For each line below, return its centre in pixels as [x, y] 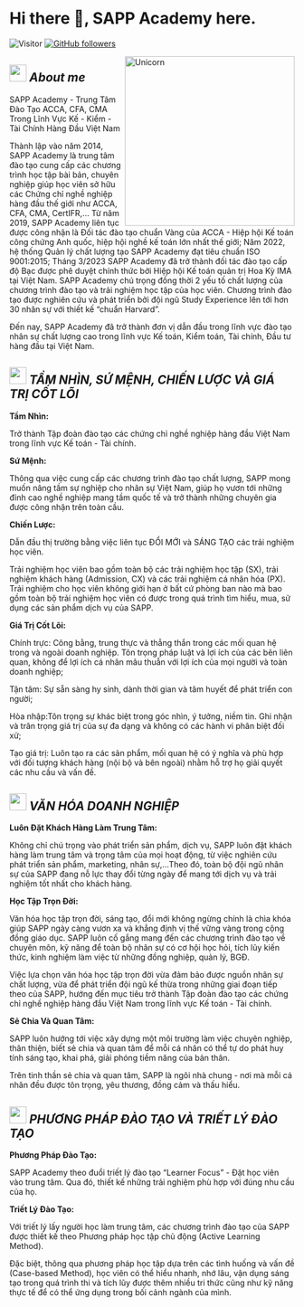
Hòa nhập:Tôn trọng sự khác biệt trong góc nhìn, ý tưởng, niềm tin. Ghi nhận [151, 716]
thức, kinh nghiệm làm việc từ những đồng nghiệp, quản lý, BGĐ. [130, 957]
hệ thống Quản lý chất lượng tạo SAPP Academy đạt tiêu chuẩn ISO [135, 251]
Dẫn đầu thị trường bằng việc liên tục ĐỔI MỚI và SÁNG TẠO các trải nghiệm [152, 542]
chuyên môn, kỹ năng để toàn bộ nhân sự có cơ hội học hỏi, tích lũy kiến [145, 948]
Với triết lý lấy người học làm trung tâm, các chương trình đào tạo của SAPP [149, 1227]
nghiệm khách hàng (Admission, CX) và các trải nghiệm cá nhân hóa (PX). [147, 579]
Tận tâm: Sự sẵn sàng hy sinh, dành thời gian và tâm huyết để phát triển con [151, 689]
